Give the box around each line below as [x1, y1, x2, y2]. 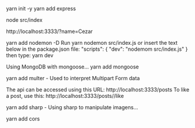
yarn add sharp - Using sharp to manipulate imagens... [6, 104, 138, 111]
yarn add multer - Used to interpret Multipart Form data [6, 75, 140, 81]
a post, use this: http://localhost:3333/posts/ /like [6, 93, 125, 99]
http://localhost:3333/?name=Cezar [6, 28, 93, 35]
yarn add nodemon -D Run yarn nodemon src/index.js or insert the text [6, 40, 178, 46]
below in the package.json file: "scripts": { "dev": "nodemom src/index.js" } [6, 45, 188, 52]
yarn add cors [6, 115, 40, 122]
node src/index [6, 17, 43, 23]
